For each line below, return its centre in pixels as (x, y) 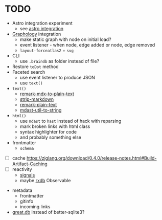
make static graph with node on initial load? (65, 39)
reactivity (22, 169)
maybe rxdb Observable (45, 181)
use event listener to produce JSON (57, 77)
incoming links (35, 207)
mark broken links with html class (55, 126)
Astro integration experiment (42, 23)
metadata (22, 190)
